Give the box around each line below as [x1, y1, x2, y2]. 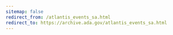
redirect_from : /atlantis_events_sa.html [5, 14, 111, 20]
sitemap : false [5, 8, 44, 15]
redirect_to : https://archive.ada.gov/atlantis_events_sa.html [5, 20, 168, 26]
